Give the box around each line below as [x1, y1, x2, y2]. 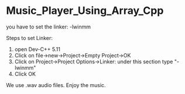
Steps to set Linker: [6, 34, 53, 41]
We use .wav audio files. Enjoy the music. [6, 81, 107, 88]
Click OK [14, 70, 36, 77]
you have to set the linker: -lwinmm [6, 23, 91, 30]
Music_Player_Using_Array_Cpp [6, 4, 164, 17]
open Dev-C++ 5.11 [14, 45, 60, 53]
